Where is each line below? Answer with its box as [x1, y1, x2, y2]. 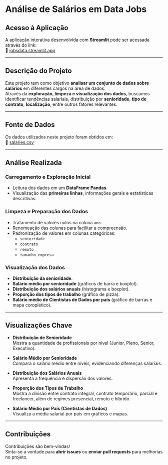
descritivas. [12, 196, 36, 202]
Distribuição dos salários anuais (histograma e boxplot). [12, 286, 130, 292]
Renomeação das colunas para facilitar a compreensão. [12, 225, 127, 231]
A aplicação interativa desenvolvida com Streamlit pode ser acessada [5, 37, 150, 43]
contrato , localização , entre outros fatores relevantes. [5, 101, 117, 107]
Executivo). [12, 345, 36, 351]
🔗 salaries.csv [5, 139, 34, 145]
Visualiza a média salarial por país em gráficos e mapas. [12, 410, 128, 417]
